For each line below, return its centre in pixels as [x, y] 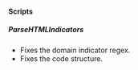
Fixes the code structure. [61, 58]
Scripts [21, 11]
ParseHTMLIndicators [46, 30]
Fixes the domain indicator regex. [75, 50]
